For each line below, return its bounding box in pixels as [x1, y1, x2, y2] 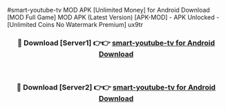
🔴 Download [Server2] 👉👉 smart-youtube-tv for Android [16, 83, 216, 92]
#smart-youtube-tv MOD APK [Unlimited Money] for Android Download [7, 6, 210, 14]
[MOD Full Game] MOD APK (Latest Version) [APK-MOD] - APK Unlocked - [7, 13, 220, 21]
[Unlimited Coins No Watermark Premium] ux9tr [7, 21, 144, 28]
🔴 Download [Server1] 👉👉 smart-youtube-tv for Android [17, 38, 216, 48]
